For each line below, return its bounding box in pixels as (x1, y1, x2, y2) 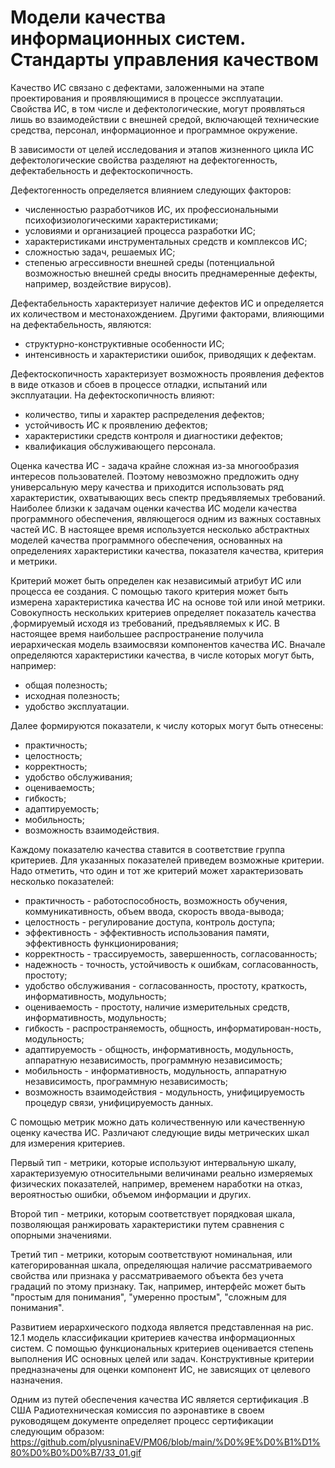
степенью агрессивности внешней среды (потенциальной (24, 256, 275, 268)
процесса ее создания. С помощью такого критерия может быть (10, 585, 289, 597)
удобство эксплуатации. (24, 700, 130, 712)
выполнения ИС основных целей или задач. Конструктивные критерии (10, 1352, 315, 1365)
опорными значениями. (10, 1229, 112, 1241)
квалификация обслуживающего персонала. (24, 440, 217, 452)
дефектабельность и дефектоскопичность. (10, 164, 194, 176)
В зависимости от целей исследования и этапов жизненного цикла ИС (10, 143, 315, 155)
